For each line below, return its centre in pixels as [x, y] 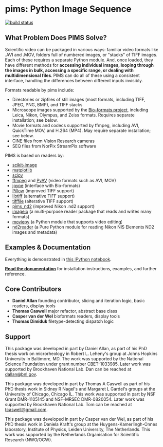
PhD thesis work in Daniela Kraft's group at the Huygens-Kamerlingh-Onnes [81, 424]
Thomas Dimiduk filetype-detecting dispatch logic [63, 321]
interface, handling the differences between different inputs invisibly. [74, 80]
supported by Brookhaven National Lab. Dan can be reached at [68, 369]
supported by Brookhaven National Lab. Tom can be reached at [69, 405]
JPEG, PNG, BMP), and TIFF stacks [47, 104]
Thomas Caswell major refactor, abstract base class [65, 311]
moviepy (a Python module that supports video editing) [67, 222]
